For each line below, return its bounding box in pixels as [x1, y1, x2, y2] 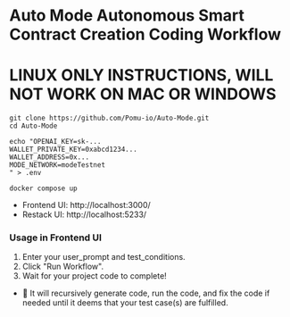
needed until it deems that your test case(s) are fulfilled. [21, 297, 229, 308]
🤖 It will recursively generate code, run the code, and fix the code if [21, 288, 270, 299]
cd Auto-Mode [9, 121, 58, 130]
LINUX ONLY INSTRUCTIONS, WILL [9, 65, 274, 86]
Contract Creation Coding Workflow [9, 24, 282, 45]
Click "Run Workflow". [21, 261, 104, 272]
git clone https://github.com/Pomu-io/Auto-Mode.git [9, 113, 210, 123]
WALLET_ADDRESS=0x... [9, 153, 90, 162]
